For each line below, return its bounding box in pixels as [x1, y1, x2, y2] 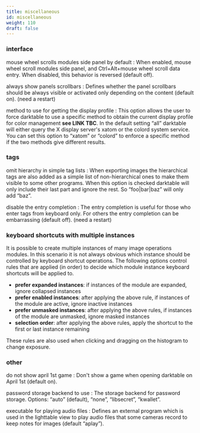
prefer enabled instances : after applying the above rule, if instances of [14, 294, 190, 301]
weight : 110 [6, 20, 36, 26]
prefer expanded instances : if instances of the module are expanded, [14, 281, 187, 288]
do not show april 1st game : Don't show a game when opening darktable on [6, 372, 193, 379]
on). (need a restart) [6, 95, 56, 102]
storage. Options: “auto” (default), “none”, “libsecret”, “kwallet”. [6, 396, 161, 403]
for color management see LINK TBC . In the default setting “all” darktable [6, 120, 186, 127]
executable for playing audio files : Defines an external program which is [6, 407, 184, 415]
